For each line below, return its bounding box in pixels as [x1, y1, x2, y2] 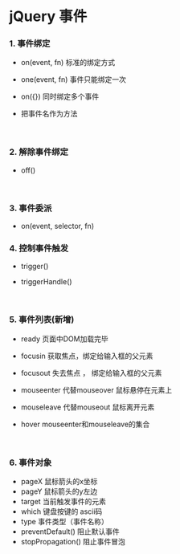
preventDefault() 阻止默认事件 [20, 527, 120, 536]
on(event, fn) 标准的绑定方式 [20, 58, 116, 67]
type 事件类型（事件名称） [20, 516, 109, 526]
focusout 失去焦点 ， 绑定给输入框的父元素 [20, 368, 162, 377]
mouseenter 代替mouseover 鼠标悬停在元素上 [20, 385, 173, 394]
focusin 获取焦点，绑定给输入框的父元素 [20, 351, 153, 361]
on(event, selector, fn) [20, 222, 95, 231]
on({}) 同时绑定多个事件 [20, 92, 100, 101]
